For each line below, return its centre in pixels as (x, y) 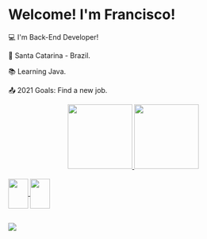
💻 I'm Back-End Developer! (54, 37)
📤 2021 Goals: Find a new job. (58, 90)
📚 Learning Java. (37, 71)
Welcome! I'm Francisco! (92, 15)
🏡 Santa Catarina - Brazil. (50, 55)
